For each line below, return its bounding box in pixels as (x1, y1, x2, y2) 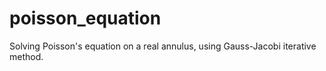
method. (9, 50, 44, 62)
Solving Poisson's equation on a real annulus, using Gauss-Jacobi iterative (9, 40, 317, 52)
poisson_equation (9, 7, 162, 30)
